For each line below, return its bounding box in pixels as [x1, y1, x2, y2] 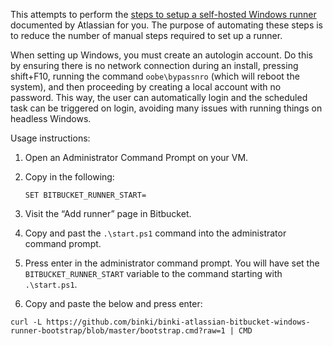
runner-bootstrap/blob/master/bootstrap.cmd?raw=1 [10, 326, 226, 336]
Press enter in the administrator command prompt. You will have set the [24, 257, 320, 269]
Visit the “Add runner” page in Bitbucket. [24, 208, 192, 219]
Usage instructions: [10, 132, 91, 144]
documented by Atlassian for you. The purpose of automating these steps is [10, 19, 324, 31]
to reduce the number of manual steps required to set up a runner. [10, 30, 283, 41]
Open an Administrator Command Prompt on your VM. [24, 152, 249, 163]
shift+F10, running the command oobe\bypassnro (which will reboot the [10, 70, 300, 82]
